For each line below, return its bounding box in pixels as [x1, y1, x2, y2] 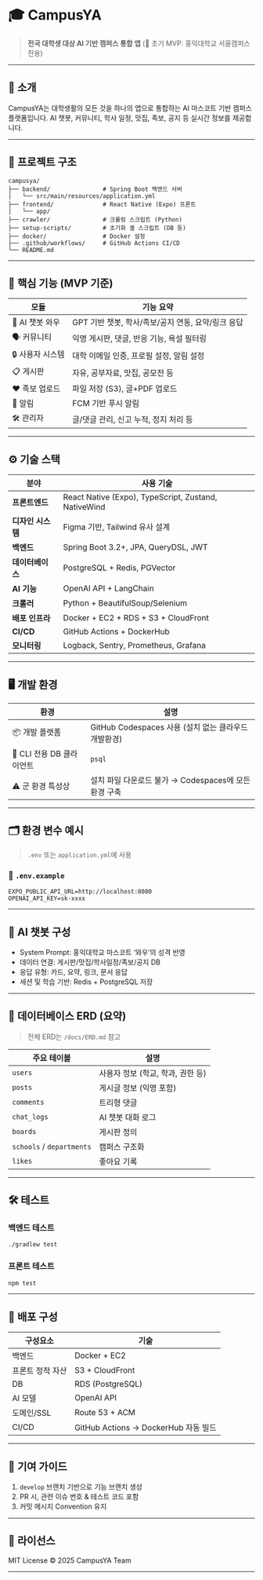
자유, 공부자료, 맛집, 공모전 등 [72, 367, 174, 378]
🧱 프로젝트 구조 [8, 155, 77, 169]
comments [12, 1097, 45, 1106]
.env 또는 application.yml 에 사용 [27, 850, 132, 859]
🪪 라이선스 [8, 1534, 56, 1548]
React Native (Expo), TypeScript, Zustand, [63, 492, 218, 503]
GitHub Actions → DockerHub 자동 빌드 [74, 1422, 217, 1433]
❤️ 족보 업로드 [12, 383, 61, 394]
